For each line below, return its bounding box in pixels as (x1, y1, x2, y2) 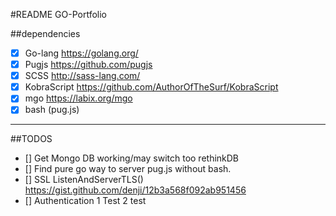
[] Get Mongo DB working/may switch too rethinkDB (24, 152, 240, 164)
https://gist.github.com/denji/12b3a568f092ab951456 (24, 184, 247, 196)
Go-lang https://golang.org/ (24, 47, 139, 59)
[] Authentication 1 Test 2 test (24, 195, 147, 207)
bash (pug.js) (24, 104, 80, 116)
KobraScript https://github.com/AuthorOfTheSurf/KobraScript (24, 81, 279, 93)
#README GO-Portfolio (10, 9, 107, 20)
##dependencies (10, 28, 81, 39)
